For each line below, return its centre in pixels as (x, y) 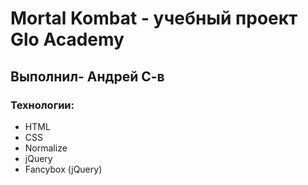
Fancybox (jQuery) (63, 169)
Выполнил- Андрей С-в (87, 76)
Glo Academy (67, 39)
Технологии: (42, 105)
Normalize (46, 148)
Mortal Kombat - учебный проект (154, 18)
